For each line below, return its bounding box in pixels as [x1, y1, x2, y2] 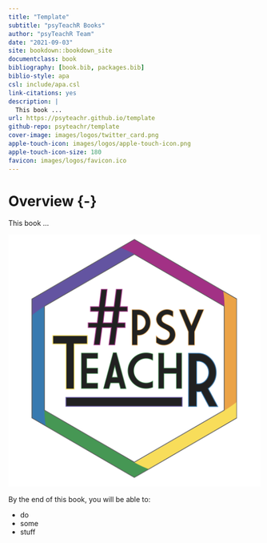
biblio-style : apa [8, 72, 70, 80]
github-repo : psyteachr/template [8, 123, 120, 131]
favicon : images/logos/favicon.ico [8, 156, 127, 164]
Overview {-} [8, 192, 98, 210]
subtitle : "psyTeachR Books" [8, 21, 106, 30]
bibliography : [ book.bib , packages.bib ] [8, 64, 145, 72]
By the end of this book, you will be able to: [8, 495, 151, 505]
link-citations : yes [8, 89, 78, 97]
